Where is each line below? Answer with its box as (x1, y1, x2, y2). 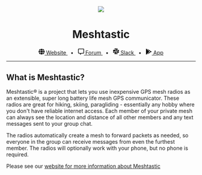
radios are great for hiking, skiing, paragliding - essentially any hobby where (6, 101, 195, 108)
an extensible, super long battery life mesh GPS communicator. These (6, 94, 179, 102)
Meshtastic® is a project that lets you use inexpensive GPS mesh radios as (6, 88, 191, 96)
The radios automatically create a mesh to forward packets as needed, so (6, 132, 189, 139)
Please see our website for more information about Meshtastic (6, 162, 161, 170)
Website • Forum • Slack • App (46, 49, 164, 57)
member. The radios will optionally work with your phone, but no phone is (6, 144, 188, 152)
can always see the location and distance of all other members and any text (6, 114, 194, 121)
